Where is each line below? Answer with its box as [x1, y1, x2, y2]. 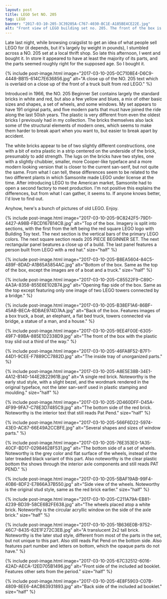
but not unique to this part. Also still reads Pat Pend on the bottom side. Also [5, 538, 162, 544]
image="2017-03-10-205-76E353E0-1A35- [63, 440, 152, 446]
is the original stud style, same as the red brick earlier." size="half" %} [5, 487, 150, 493]
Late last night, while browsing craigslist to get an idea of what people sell [5, 39, 157, 45]
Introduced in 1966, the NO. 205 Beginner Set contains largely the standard [5, 91, 160, 97]
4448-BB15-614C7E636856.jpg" [5, 76, 72, 82]
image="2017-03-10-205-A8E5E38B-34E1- [63, 369, 153, 375]
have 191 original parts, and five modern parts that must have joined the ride [5, 107, 161, 113]
